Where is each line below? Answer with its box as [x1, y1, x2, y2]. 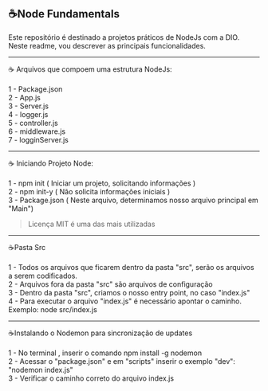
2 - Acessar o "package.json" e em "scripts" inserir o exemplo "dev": [8, 356, 235, 366]
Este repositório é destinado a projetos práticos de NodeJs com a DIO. [8, 32, 240, 42]
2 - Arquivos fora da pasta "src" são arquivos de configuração [8, 279, 213, 289]
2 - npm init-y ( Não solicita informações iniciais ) [8, 186, 171, 196]
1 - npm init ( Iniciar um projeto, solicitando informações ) [8, 178, 196, 188]
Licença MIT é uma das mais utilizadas [27, 219, 156, 229]
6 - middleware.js [8, 127, 66, 136]
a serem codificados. [8, 271, 78, 280]
